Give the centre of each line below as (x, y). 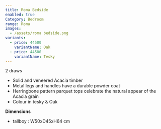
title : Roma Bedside (27, 10)
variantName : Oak (32, 47)
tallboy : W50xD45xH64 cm (41, 121)
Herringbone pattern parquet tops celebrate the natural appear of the (84, 91)
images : (13, 29)
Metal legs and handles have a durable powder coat (66, 86)
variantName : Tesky (35, 56)
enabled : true (20, 15)
